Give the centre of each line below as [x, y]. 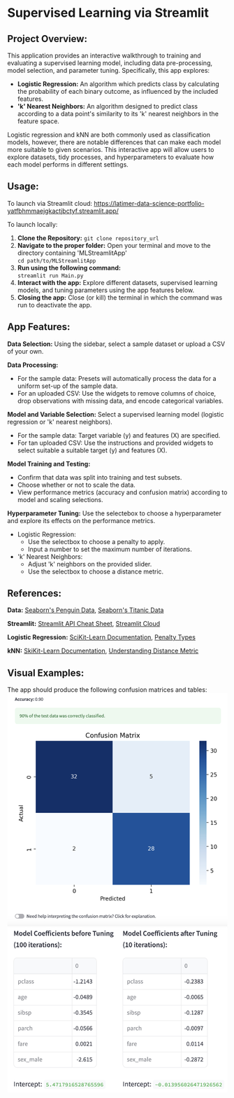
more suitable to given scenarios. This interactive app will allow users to [111, 150]
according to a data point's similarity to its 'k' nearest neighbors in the [118, 114]
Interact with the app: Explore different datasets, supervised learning [117, 282]
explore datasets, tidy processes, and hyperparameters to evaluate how [111, 157]
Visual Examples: [46, 673]
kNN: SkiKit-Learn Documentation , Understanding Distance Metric [103, 651]
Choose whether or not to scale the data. [76, 485]
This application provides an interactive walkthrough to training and [104, 55]
